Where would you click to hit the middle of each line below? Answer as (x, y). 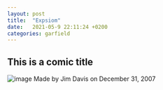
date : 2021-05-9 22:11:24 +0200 (58, 27)
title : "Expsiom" (34, 20)
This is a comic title (50, 62)
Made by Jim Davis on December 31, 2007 (95, 79)
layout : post (26, 14)
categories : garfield (39, 33)
